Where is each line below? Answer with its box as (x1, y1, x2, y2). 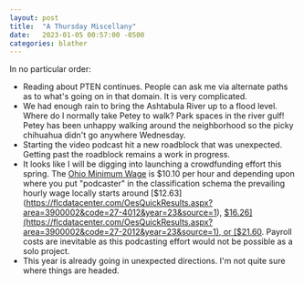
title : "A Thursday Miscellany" (9, 22, 137, 31)
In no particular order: (9, 64, 91, 75)
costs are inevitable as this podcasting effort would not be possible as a (22, 236, 294, 247)
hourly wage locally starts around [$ (22, 188, 160, 198)
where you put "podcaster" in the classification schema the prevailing (22, 178, 286, 189)
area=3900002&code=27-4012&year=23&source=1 (22, 207, 217, 219)
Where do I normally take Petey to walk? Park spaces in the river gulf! (22, 110, 285, 121)
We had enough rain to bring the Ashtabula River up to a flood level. (22, 101, 278, 112)
